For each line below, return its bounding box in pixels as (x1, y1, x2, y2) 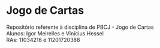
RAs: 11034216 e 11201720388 (6, 36, 80, 43)
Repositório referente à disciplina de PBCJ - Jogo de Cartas (6, 23, 154, 31)
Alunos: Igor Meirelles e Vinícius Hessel (6, 29, 104, 37)
